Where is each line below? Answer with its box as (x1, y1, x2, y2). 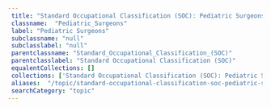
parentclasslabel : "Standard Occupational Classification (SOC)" (11, 57, 236, 65)
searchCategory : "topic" (11, 86, 95, 95)
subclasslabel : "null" (11, 42, 88, 50)
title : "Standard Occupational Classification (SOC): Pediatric (11, 11, 232, 20)
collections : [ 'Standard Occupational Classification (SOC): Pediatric (11, 72, 258, 80)
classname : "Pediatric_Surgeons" (11, 19, 128, 27)
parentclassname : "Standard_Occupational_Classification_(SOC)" (11, 49, 232, 57)
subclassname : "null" (11, 34, 84, 43)
